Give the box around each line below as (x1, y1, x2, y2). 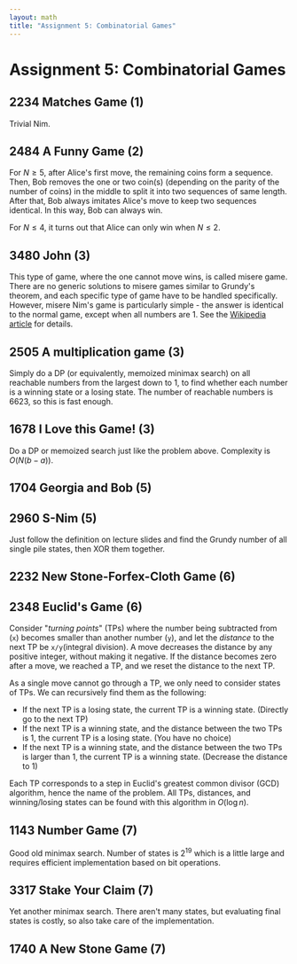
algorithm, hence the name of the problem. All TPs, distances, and (9, 788, 251, 798)
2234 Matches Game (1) (9, 95, 145, 110)
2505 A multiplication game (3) (9, 344, 184, 359)
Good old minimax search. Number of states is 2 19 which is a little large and (9, 846, 285, 858)
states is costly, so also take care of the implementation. (9, 915, 215, 927)
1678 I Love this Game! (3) (9, 422, 155, 437)
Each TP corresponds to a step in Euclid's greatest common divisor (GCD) (9, 778, 280, 789)
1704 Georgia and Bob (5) (9, 481, 152, 496)
